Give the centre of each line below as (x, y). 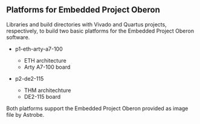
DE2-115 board (42, 96)
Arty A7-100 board (47, 67)
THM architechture (47, 90)
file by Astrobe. (25, 114)
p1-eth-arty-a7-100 (39, 49)
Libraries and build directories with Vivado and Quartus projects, (87, 24)
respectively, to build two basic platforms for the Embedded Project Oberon (100, 31)
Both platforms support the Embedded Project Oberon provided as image (97, 108)
